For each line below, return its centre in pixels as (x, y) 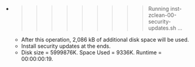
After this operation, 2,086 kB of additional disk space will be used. (105, 40)
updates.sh (162, 28)
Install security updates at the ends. (66, 46)
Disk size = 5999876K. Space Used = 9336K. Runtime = (91, 53)
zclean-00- (162, 15)
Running (159, 9)
